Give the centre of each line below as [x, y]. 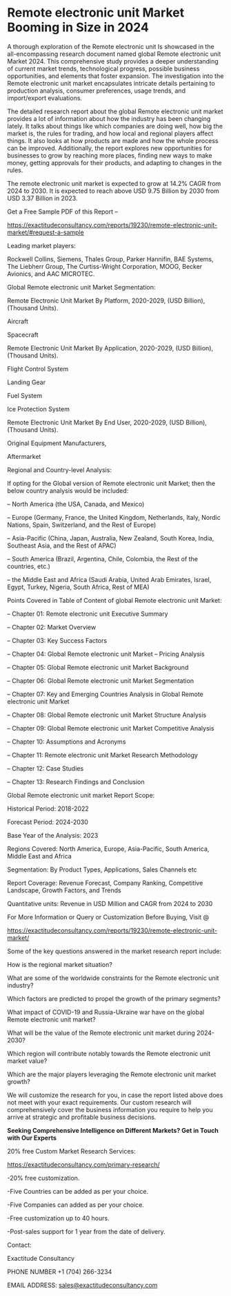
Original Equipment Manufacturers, [57, 443]
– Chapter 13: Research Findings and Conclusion [76, 782]
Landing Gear [27, 382]
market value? [27, 1061]
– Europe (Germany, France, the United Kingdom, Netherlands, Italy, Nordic [114, 517]
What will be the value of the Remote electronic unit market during [101, 1033]
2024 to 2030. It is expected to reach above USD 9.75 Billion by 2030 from [113, 191]
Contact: [20, 1245]
